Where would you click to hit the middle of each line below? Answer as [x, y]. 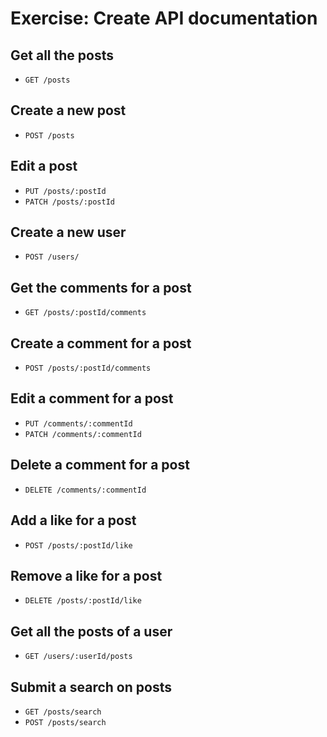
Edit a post [44, 166]
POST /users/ [52, 257]
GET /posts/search [63, 712]
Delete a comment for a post [100, 465]
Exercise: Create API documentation [164, 18]
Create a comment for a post [101, 343]
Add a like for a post [73, 520]
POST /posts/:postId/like [78, 545]
